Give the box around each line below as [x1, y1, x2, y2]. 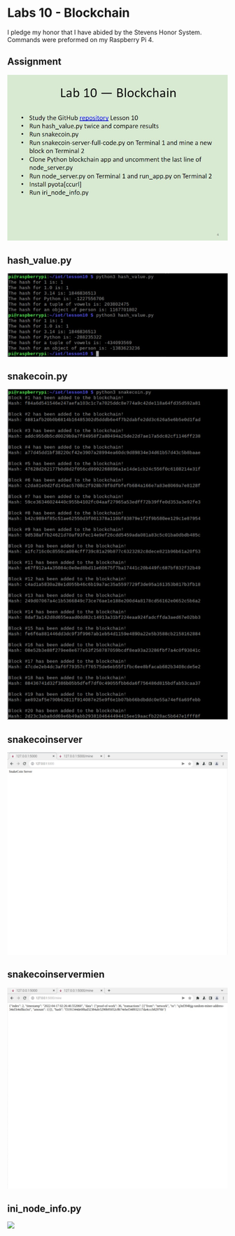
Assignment [7, 56, 62, 68]
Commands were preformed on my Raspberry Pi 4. [7, 35, 154, 43]
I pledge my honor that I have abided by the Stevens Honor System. [7, 28, 202, 36]
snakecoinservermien [7, 969, 105, 981]
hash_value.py [7, 254, 72, 267]
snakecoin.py [7, 371, 68, 383]
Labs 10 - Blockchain [7, 5, 130, 21]
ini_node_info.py [7, 1202, 82, 1214]
